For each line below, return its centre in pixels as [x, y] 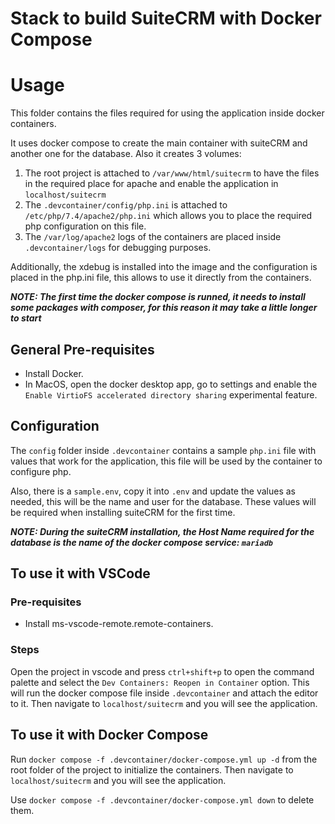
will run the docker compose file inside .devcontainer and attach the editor [164, 693]
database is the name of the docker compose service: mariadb [141, 542]
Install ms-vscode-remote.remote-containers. [119, 624]
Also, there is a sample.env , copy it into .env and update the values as [153, 491]
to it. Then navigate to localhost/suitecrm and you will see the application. [164, 703]
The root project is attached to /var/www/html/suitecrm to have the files [172, 173]
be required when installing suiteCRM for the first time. [123, 512]
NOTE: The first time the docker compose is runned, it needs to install [158, 297]
